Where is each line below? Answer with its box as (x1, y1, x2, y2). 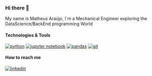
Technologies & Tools (5, 32, 51, 38)
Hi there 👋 (5, 4, 30, 11)
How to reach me (5, 54, 41, 61)
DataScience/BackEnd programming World (5, 21, 93, 27)
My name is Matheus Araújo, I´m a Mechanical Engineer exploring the (5, 16, 148, 22)
